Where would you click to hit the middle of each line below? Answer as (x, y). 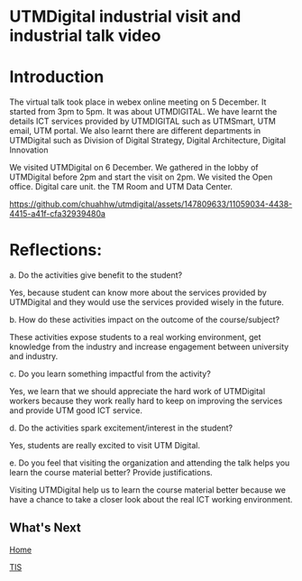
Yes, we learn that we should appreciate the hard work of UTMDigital (137, 392)
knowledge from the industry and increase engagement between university (149, 347)
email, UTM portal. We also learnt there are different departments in (135, 131)
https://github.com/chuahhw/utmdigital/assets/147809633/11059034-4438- (151, 204)
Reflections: (56, 250)
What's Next (45, 528)
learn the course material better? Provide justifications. (111, 473)
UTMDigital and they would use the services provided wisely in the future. (146, 302)
